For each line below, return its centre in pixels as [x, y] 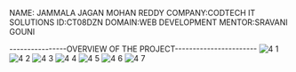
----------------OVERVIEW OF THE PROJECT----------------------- [133, 49]
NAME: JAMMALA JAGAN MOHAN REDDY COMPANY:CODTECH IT [132, 13]
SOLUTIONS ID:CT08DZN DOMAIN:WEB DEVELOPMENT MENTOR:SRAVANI [149, 22]
